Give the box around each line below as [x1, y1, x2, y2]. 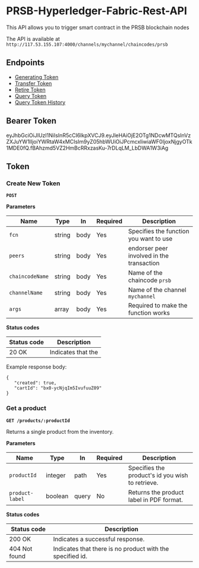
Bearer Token [6, 116, 57, 126]
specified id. [53, 552, 88, 560]
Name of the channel [128, 286, 187, 294]
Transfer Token [14, 80, 52, 87]
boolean [46, 491, 69, 500]
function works [128, 309, 170, 317]
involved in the [128, 252, 169, 260]
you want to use [128, 234, 173, 243]
